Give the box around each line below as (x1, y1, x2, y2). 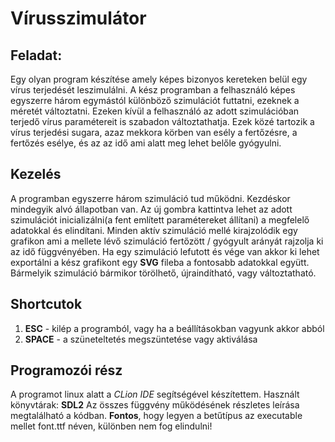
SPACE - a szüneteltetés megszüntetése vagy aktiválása (24, 333, 258, 345)
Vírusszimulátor (10, 7, 147, 30)
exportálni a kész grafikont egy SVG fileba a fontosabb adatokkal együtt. (10, 256, 310, 268)
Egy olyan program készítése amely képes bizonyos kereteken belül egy (10, 73, 308, 85)
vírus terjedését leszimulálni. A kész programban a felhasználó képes (10, 84, 296, 96)
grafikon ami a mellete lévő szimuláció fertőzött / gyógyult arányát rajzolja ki (10, 235, 324, 247)
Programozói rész (10, 362, 123, 379)
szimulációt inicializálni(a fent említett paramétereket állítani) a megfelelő (10, 213, 310, 226)
